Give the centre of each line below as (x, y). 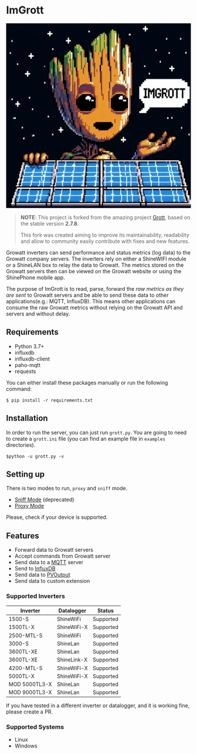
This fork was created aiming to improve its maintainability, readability (105, 235)
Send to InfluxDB (35, 569)
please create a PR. (30, 711)
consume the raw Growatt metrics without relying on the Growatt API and (94, 307)
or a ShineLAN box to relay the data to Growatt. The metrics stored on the (95, 265)
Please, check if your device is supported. (57, 517)
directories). (21, 445)
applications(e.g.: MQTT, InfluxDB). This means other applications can (91, 301)
